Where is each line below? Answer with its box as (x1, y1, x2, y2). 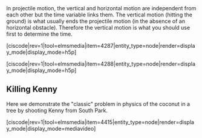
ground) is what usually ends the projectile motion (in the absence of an (6, 18, 186, 25)
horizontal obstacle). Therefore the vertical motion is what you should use (6, 24, 191, 31)
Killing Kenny (6, 84, 57, 94)
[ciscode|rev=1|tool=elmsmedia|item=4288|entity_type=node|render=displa (6, 61, 195, 67)
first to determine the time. (6, 30, 73, 38)
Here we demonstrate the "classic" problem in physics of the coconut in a (6, 100, 191, 107)
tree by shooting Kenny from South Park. (6, 107, 108, 114)
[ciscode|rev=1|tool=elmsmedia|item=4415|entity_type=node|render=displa (6, 118, 195, 125)
